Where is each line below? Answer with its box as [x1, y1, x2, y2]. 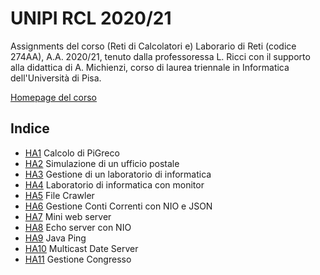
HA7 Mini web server [24, 210, 112, 222]
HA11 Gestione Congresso [24, 253, 132, 265]
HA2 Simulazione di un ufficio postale [24, 157, 180, 169]
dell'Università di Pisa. [10, 72, 102, 84]
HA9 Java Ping [24, 232, 87, 244]
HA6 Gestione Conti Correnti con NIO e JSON [24, 200, 213, 212]
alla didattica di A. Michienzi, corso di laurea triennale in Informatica [10, 61, 290, 73]
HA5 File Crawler [24, 189, 95, 201]
